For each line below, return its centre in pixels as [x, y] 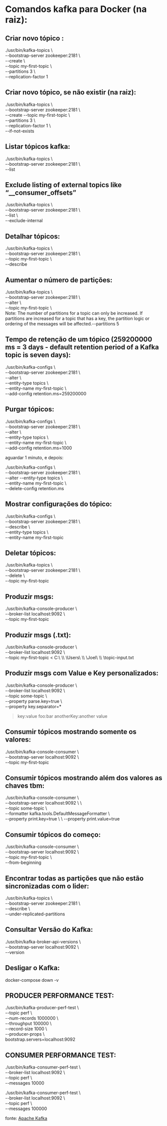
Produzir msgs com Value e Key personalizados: [82, 673]
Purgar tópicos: [30, 410]
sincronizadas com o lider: [47, 886]
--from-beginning [23, 862]
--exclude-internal [24, 221]
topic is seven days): [38, 355]
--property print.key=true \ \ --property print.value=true [63, 819]
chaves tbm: [25, 785]
